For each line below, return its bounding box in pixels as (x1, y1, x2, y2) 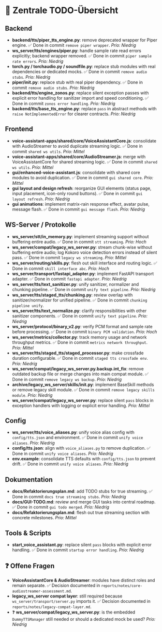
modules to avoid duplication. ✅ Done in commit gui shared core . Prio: (12, 175, 153, 180)
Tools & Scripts (5, 529, 52, 537)
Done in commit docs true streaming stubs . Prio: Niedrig (12, 494, 127, 500)
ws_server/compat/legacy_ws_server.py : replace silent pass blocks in (12, 397, 154, 403)
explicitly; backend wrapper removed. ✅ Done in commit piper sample (12, 53, 152, 58)
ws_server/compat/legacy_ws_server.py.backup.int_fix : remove (12, 366, 144, 371)
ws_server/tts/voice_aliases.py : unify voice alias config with (12, 429, 134, 435)
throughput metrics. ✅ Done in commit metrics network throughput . (12, 339, 148, 345)
